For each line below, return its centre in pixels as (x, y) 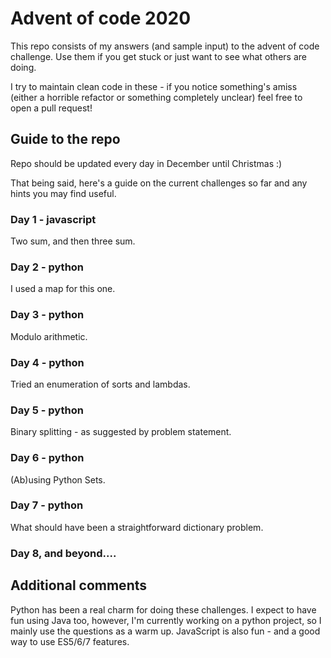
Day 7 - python (47, 505)
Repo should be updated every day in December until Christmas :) (146, 163)
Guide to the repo (65, 139)
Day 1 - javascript (53, 219)
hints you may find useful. (63, 193)
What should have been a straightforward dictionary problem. (137, 527)
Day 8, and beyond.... (63, 553)
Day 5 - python (47, 410)
